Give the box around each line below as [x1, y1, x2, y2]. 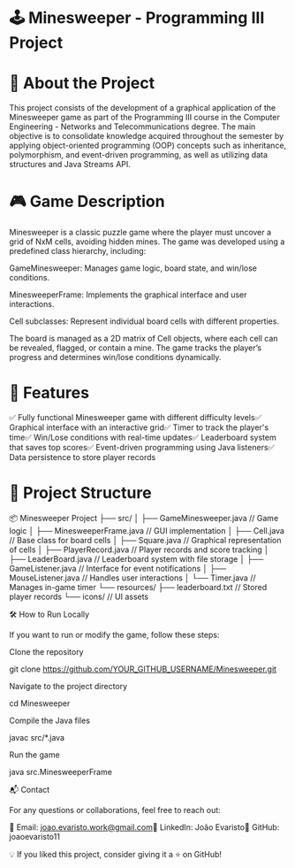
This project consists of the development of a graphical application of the [9, 103, 276, 113]
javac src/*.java [9, 732, 64, 742]
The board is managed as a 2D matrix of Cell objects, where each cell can [9, 334, 278, 344]
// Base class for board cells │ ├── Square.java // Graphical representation [9, 534, 282, 545]
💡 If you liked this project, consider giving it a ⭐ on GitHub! [9, 849, 223, 859]
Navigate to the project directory [9, 680, 128, 691]
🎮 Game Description [9, 192, 165, 211]
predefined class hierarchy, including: [9, 246, 147, 257]
